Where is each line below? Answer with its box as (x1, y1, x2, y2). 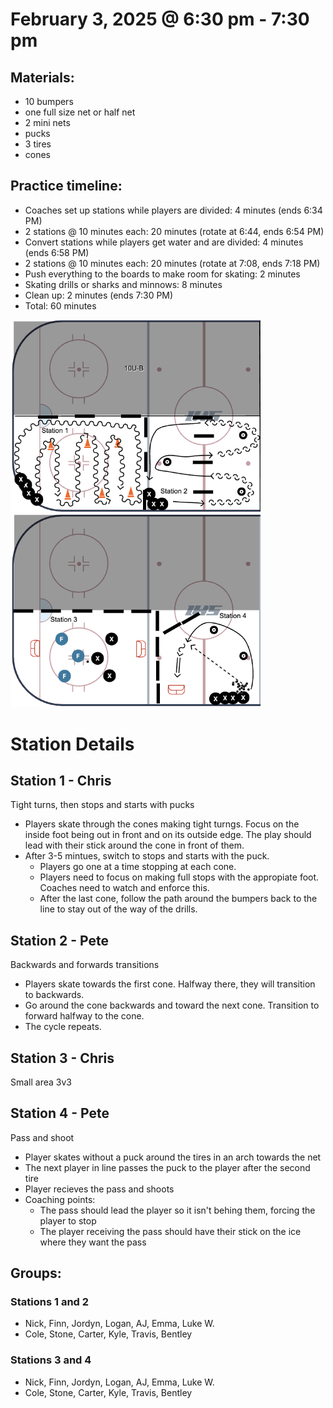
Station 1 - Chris (10, 772, 112, 789)
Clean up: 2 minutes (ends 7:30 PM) (24, 289, 174, 301)
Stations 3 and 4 (10, 1353, 92, 1367)
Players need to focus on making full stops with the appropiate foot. (39, 871, 320, 883)
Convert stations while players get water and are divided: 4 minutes (24, 236, 304, 248)
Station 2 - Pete (10, 932, 109, 949)
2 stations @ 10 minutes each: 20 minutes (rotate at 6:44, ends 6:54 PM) (24, 225, 325, 237)
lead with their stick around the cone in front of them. (24, 839, 245, 852)
